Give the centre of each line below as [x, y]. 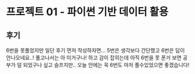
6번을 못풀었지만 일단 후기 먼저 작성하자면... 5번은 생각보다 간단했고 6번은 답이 [95, 50]
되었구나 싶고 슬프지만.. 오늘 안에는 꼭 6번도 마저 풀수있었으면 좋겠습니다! [106, 65]
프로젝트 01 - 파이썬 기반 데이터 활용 [87, 12]
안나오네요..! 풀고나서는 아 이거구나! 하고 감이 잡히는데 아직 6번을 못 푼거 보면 [94, 58]
